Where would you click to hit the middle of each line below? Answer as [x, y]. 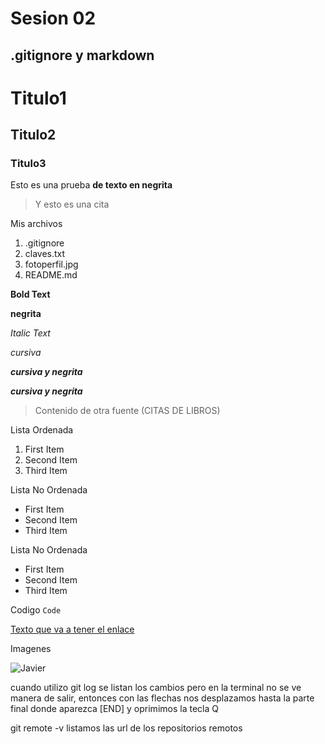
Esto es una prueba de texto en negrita [91, 185]
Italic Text [30, 333]
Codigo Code [36, 610]
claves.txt [45, 254]
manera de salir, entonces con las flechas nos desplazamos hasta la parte [162, 698]
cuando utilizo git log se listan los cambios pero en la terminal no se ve [156, 688]
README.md [51, 275]
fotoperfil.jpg [51, 264]
